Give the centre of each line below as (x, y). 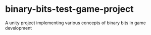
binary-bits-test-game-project (69, 9)
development (19, 28)
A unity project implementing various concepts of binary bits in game (75, 23)
